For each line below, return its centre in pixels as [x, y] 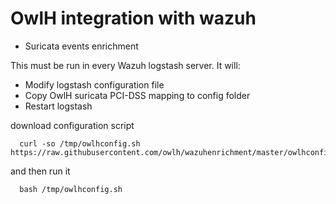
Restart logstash [58, 106]
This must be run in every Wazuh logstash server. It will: [125, 65]
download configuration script [72, 125]
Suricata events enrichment [81, 46]
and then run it [40, 171]
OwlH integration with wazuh [133, 18]
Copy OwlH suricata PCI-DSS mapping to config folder [137, 95]
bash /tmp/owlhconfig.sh [71, 189]
